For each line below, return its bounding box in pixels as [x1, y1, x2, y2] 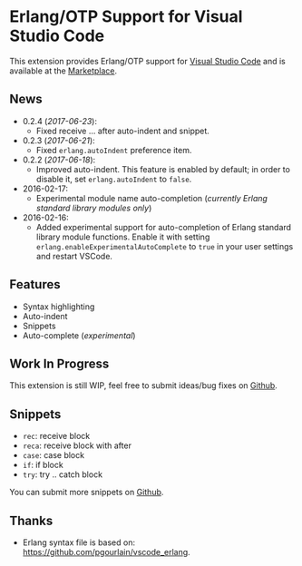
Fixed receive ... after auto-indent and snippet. [35, 125, 210, 136]
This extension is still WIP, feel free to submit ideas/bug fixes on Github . [9, 380, 278, 391]
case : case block [22, 450, 84, 461]
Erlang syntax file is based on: [22, 537, 136, 548]
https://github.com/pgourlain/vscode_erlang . [22, 547, 190, 557]
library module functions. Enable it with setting [35, 231, 210, 242]
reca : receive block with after [22, 440, 132, 451]
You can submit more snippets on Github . [9, 487, 164, 498]
